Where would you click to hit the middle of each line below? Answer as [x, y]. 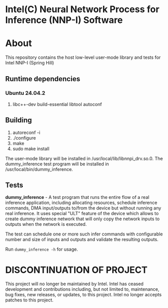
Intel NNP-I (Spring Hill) [30, 63]
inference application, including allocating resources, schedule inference [81, 203]
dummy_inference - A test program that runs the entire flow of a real [77, 197]
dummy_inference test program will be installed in [57, 164]
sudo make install [31, 149]
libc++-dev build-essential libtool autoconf [57, 104]
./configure [24, 138]
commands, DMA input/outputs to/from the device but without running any [83, 208]
